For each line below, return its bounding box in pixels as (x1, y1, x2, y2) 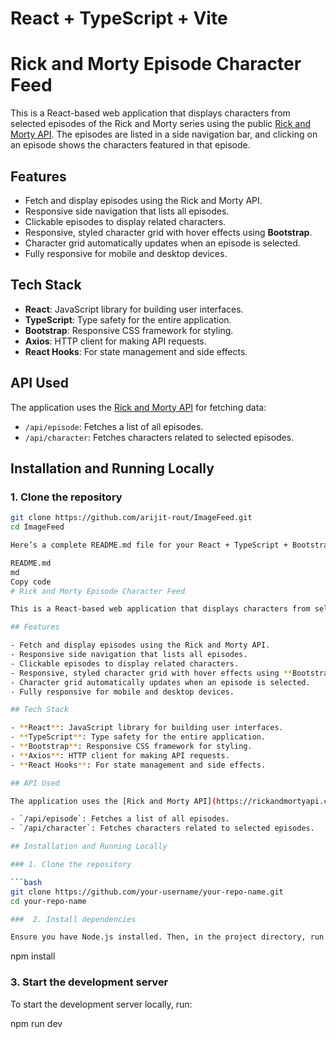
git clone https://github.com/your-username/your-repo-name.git (10, 887, 284, 897)
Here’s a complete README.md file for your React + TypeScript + (10, 540, 288, 550)
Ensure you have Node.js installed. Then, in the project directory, (10, 932, 307, 942)
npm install (10, 950, 56, 962)
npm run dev (10, 1017, 63, 1029)
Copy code (10, 577, 52, 587)
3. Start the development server (10, 975, 169, 989)
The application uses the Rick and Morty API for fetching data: (10, 401, 267, 413)
